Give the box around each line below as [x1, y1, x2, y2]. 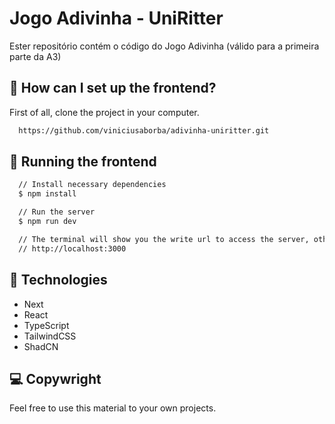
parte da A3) [9, 50, 62, 62]
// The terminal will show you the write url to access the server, [18, 234, 310, 244]
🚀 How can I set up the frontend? [9, 80, 217, 97]
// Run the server [18, 207, 96, 217]
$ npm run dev [18, 217, 77, 227]
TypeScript [23, 319, 70, 331]
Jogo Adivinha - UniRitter [9, 7, 224, 30]
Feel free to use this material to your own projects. [9, 402, 217, 414]
